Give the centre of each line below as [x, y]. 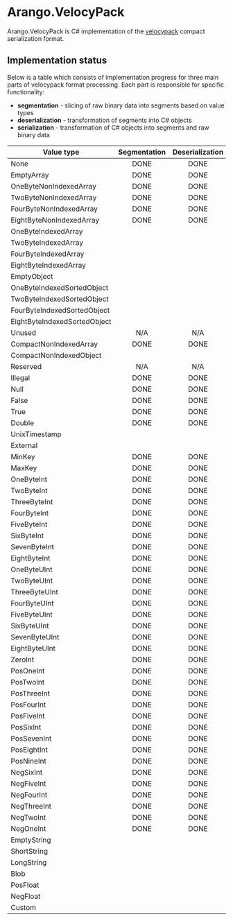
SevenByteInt [32, 546]
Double [23, 422]
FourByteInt [30, 513]
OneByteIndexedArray [47, 231]
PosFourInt [28, 705]
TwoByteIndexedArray [47, 242]
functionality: [26, 92]
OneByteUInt [32, 569]
